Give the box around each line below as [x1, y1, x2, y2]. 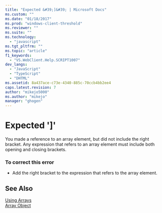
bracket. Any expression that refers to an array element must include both [5, 141, 155, 148]
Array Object [5, 203, 31, 209]
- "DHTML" [9, 76, 30, 81]
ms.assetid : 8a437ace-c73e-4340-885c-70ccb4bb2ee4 [5, 80, 111, 85]
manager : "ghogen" [5, 99, 43, 104]
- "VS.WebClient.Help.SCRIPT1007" [9, 58, 80, 62]
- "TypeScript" [9, 71, 41, 76]
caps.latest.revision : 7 [5, 85, 56, 90]
